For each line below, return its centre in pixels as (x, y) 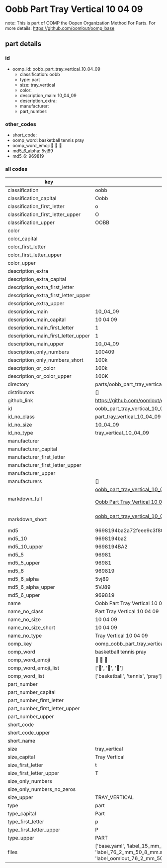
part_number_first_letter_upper (44, 709)
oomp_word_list (26, 676)
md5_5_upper (24, 563)
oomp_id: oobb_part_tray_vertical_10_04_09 (56, 69)
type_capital (22, 814)
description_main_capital (37, 320)
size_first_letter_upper (34, 773)
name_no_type (25, 636)
